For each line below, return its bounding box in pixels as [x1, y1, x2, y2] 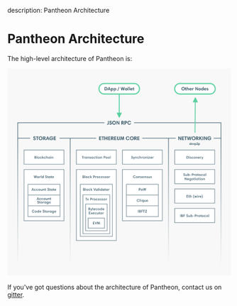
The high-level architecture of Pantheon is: [7, 54, 133, 62]
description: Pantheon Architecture [7, 6, 110, 14]
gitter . [7, 290, 25, 299]
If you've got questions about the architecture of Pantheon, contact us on [7, 283, 222, 292]
